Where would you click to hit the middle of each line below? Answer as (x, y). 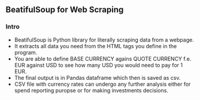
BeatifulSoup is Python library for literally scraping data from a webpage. (104, 40)
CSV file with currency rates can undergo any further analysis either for (102, 84)
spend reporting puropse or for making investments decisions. (91, 90)
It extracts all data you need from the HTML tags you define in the (96, 46)
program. (25, 52)
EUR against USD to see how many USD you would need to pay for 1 (99, 65)
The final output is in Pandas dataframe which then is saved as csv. (97, 77)
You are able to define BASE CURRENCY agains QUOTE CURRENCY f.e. (103, 58)
